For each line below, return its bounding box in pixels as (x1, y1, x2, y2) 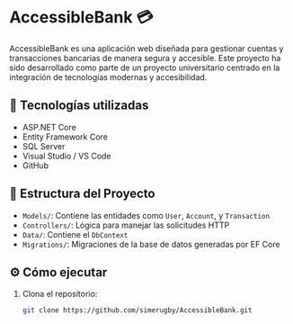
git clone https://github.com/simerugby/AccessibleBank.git (22, 306, 253, 315)
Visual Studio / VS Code (22, 150, 111, 161)
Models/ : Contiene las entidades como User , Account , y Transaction (22, 210, 271, 220)
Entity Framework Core (22, 131, 108, 142)
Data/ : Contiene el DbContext (22, 229, 129, 239)
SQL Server (22, 140, 66, 151)
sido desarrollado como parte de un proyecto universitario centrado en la (9, 62, 280, 73)
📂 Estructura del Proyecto (9, 186, 155, 202)
